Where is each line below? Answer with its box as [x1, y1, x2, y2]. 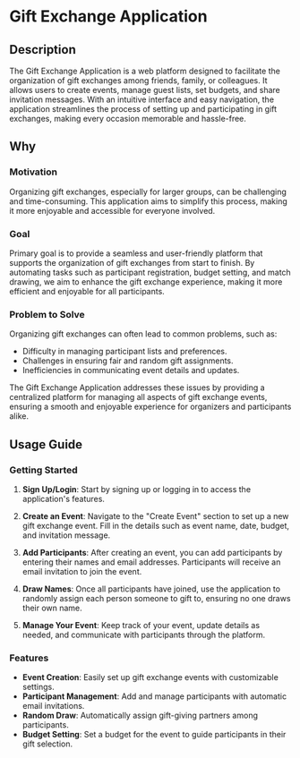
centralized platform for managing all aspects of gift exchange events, [9, 392, 268, 403]
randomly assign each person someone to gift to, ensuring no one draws [21, 592, 291, 603]
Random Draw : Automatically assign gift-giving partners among [21, 710, 258, 721]
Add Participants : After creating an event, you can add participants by [21, 547, 283, 558]
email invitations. [21, 701, 85, 711]
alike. [9, 411, 30, 422]
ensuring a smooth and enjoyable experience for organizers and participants [9, 401, 292, 413]
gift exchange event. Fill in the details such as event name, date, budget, [21, 520, 289, 531]
